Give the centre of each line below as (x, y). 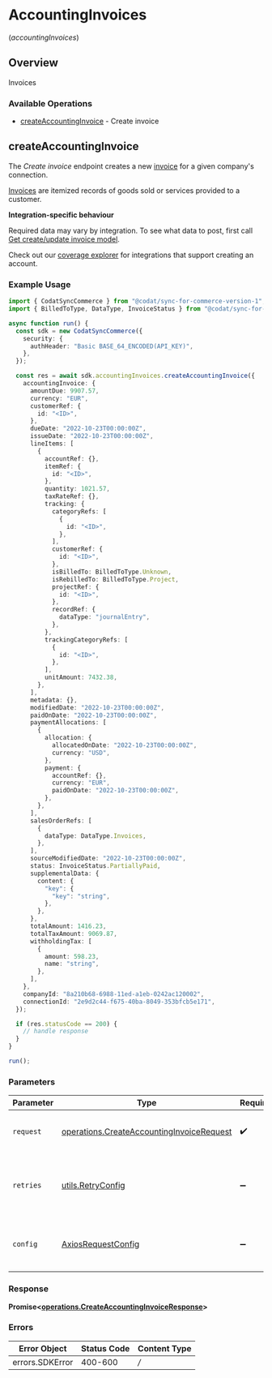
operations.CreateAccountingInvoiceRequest (147, 1131)
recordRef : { (73, 610)
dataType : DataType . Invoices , (96, 836)
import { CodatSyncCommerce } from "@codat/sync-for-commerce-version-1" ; (137, 302)
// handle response (56, 1032)
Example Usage (40, 284)
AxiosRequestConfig (100, 1244)
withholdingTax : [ (61, 941)
